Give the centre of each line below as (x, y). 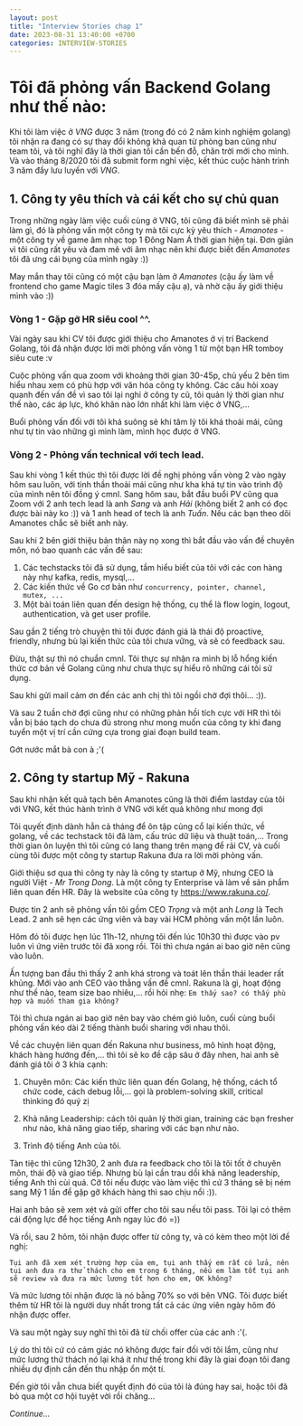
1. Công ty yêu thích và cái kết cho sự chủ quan (144, 198)
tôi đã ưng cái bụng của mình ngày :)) (79, 259)
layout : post (34, 18)
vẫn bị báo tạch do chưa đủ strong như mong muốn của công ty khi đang (146, 722)
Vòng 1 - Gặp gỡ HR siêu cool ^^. (80, 319)
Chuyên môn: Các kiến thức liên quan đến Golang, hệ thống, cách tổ (150, 1082)
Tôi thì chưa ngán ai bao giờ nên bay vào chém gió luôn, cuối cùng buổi (142, 1018)
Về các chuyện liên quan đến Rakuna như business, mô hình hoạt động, (143, 1045)
